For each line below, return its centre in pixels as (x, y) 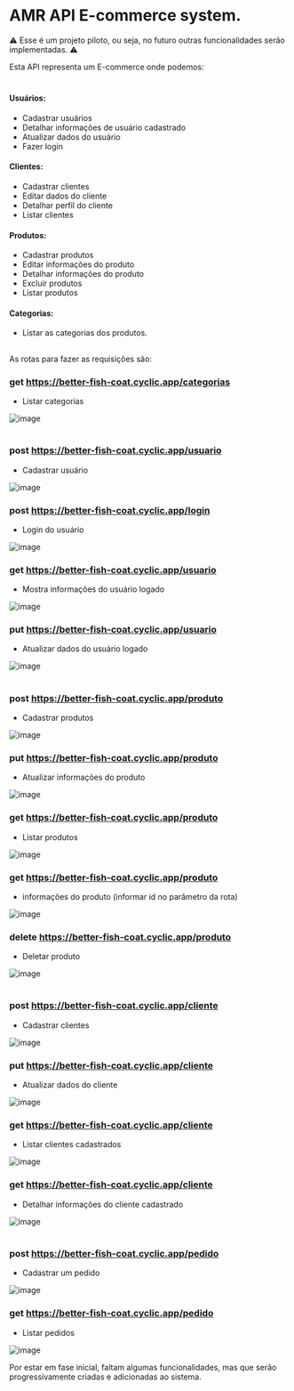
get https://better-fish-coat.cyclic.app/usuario (113, 570)
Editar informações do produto (78, 264)
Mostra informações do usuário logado (93, 589)
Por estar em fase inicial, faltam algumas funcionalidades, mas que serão (143, 1367)
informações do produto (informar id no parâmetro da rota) (130, 896)
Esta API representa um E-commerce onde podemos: (107, 67)
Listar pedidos (48, 1332)
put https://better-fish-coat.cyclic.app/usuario (113, 630)
